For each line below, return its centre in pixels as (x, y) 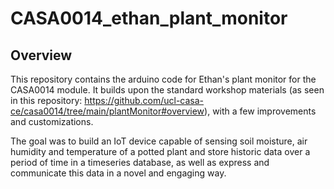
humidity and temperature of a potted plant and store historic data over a (160, 151)
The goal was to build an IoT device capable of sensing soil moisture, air (159, 141)
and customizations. (52, 121)
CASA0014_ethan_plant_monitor (149, 18)
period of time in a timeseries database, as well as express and (140, 162)
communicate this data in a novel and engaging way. (118, 173)
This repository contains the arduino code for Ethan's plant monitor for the (163, 79)
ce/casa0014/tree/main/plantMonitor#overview (107, 111)
